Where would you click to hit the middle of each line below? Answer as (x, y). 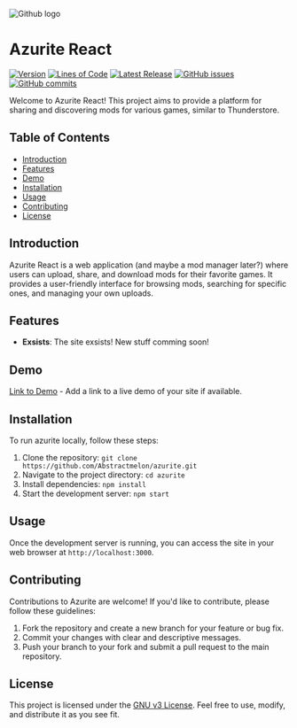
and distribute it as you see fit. (64, 715)
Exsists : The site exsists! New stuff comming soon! (116, 342)
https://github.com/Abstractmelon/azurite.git (109, 466)
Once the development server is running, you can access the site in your (142, 542)
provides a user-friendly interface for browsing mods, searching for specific (148, 283)
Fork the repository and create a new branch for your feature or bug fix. (152, 628)
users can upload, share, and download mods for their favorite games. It (141, 274)
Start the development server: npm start (96, 493)
